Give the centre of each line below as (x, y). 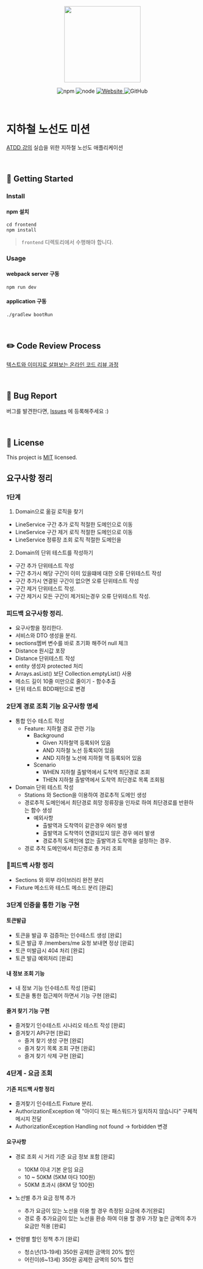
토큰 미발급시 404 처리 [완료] (50, 950)
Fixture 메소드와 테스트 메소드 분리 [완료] (64, 888)
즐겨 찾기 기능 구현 (28, 1011)
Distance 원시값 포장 (40, 651)
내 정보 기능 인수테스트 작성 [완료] (55, 988)
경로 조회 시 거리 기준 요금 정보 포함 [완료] (65, 1156)
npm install (21, 230)
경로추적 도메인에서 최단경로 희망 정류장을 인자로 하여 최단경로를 (101, 802)
